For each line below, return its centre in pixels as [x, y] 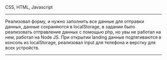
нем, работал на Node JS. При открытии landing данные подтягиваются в [83, 37]
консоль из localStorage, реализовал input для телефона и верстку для [80, 42]
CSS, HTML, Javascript [29, 7]
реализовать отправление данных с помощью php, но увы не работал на [83, 32]
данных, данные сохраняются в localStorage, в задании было [70, 27]
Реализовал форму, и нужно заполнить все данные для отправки [75, 21]
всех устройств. [22, 48]
